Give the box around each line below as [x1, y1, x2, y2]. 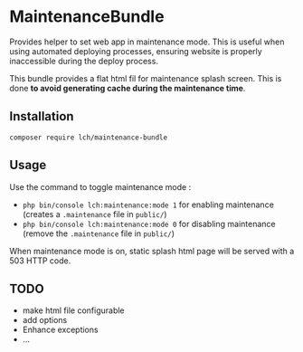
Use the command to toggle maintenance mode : [9, 181, 192, 192]
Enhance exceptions [22, 324, 99, 336]
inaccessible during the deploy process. [9, 55, 158, 66]
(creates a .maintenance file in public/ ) [22, 208, 167, 219]
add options [22, 315, 68, 326]
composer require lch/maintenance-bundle [9, 133, 168, 142]
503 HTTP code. [9, 255, 71, 266]
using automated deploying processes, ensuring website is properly [9, 45, 262, 56]
